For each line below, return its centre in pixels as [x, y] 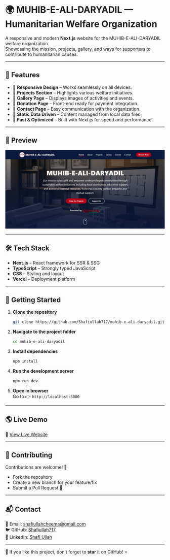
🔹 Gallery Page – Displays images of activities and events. [73, 98]
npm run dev [25, 381]
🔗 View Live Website [27, 434]
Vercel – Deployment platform [44, 279]
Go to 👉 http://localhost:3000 [46, 396]
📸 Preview [21, 140]
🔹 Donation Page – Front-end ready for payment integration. [75, 103]
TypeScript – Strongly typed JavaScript [54, 268]
